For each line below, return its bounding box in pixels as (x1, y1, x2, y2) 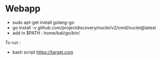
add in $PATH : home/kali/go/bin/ (12, 30, 80, 36)
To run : (5, 39, 21, 45)
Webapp (5, 3, 40, 14)
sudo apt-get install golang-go (12, 19, 75, 25)
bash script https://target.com (12, 49, 74, 55)
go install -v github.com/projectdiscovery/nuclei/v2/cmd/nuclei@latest (12, 24, 157, 30)
